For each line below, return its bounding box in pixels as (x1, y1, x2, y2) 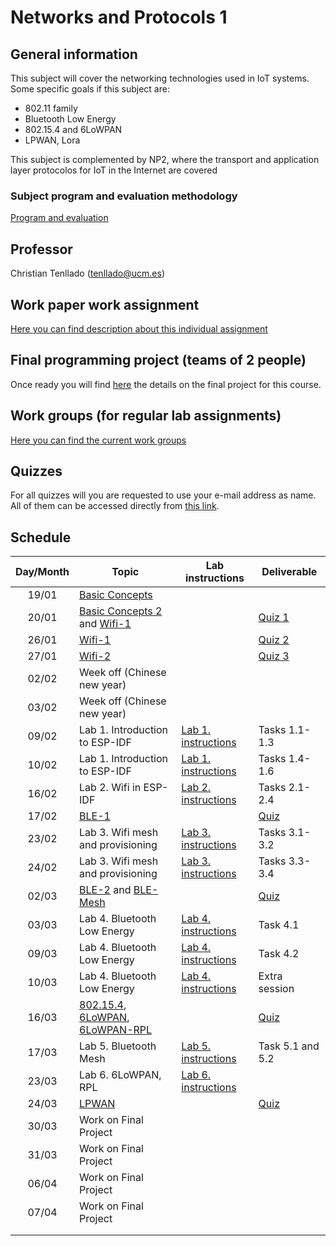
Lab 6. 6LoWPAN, (79, 1068, 162, 1082)
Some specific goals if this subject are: (10, 83, 170, 95)
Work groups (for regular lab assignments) (10, 407, 282, 425)
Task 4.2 (258, 947, 300, 961)
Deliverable (261, 565, 318, 579)
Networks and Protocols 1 (10, 6, 228, 29)
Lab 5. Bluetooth (79, 1039, 157, 1053)
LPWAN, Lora (24, 134, 81, 146)
